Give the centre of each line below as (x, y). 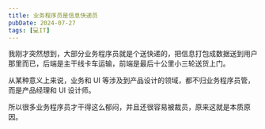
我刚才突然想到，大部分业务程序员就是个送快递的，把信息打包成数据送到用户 (133, 54)
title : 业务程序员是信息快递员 (53, 15)
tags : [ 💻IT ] (29, 30)
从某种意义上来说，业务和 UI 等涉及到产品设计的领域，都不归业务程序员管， (132, 81)
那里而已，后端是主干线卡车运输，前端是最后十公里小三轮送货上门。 (119, 63)
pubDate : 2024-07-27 (42, 23)
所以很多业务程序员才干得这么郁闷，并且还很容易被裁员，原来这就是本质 (126, 107)
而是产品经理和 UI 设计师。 (52, 90)
